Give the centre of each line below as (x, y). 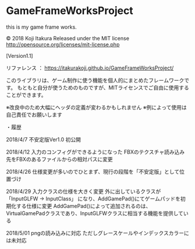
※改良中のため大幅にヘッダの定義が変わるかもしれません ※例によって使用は (97, 107)
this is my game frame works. (41, 27)
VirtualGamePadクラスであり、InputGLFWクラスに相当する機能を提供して (95, 213)
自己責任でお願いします (34, 115)
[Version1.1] (19, 56)
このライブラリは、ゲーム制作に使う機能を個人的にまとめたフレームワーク (95, 80)
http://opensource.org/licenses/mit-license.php (63, 44)
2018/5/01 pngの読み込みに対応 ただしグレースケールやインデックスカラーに (97, 233)
